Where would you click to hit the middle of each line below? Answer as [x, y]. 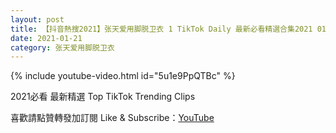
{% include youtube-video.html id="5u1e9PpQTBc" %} [123, 76]
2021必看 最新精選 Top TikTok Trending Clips [103, 97]
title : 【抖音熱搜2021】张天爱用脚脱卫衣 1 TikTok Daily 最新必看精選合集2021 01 [168, 29]
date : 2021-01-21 [46, 38]
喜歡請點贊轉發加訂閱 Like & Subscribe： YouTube [112, 118]
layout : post [37, 19]
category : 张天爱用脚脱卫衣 [62, 47]
